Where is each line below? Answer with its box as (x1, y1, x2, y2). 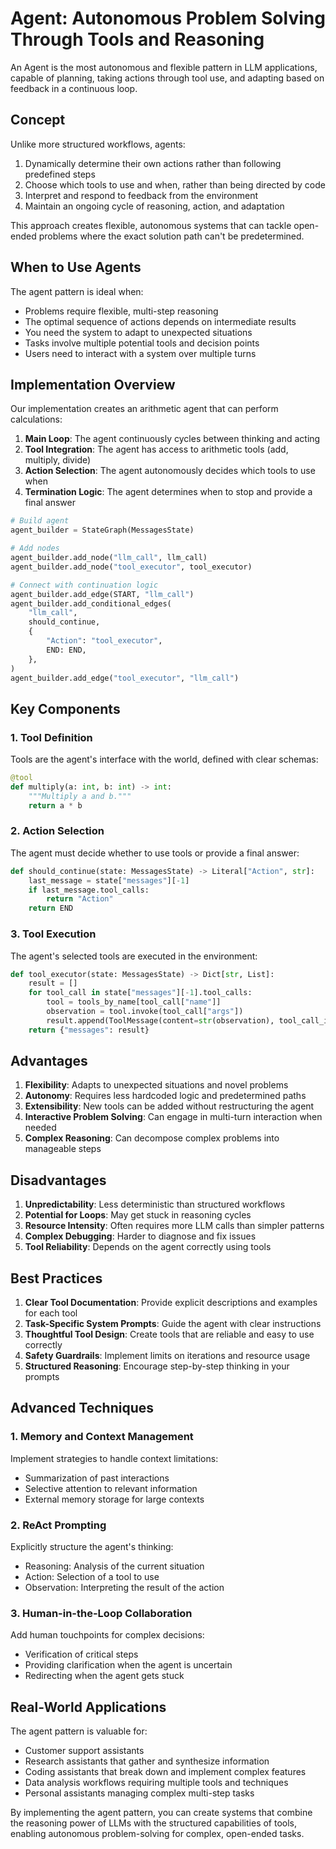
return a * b (28, 800, 83, 811)
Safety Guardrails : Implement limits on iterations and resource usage (24, 1350, 311, 1362)
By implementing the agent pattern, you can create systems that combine (10, 1807, 313, 1819)
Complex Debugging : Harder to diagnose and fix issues (24, 1230, 257, 1242)
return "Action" (46, 894, 114, 904)
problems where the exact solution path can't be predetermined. (38, 230, 305, 242)
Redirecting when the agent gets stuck (24, 1670, 185, 1682)
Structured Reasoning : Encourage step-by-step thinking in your (24, 1360, 290, 1372)
